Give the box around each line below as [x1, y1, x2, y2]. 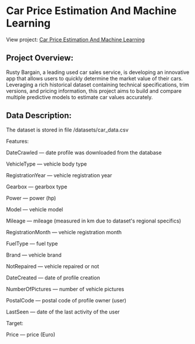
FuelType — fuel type [6, 240, 58, 247]
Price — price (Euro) [6, 330, 56, 338]
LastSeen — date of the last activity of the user [6, 308, 120, 315]
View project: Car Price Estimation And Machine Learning [6, 36, 145, 43]
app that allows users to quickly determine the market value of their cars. [6, 75, 183, 82]
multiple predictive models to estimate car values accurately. [6, 93, 153, 100]
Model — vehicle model [6, 205, 63, 213]
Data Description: [6, 110, 72, 121]
